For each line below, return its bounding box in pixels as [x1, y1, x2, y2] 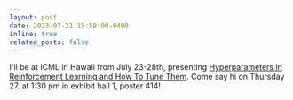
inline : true [9, 29, 58, 38]
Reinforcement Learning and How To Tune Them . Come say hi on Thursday [9, 72, 285, 82]
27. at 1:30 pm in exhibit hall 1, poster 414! [9, 81, 162, 91]
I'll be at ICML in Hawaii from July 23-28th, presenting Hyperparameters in [9, 62, 282, 73]
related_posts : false [9, 37, 90, 47]
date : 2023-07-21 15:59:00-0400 [9, 21, 129, 30]
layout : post [9, 12, 58, 22]
